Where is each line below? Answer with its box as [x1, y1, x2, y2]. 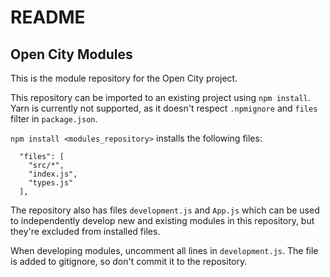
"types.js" [28, 178, 74, 188]
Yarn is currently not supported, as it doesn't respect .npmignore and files [10, 102, 318, 114]
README [10, 6, 86, 29]
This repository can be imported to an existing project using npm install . [10, 92, 311, 103]
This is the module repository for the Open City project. [10, 72, 238, 84]
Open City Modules [10, 46, 133, 63]
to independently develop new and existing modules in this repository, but [10, 215, 315, 226]
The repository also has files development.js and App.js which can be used [10, 204, 320, 216]
